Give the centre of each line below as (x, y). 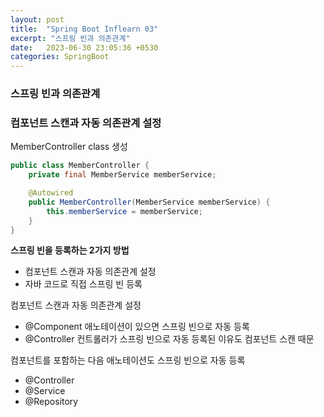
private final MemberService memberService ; (122, 175)
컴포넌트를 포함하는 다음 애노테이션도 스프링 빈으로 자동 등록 (128, 360)
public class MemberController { (80, 166)
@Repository (51, 402)
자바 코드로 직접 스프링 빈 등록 (83, 284)
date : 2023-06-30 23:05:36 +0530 (84, 47)
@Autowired (51, 193)
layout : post (37, 19)
